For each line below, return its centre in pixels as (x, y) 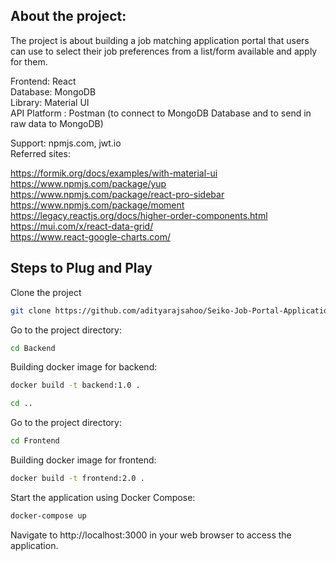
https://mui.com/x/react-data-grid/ (82, 226)
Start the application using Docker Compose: (103, 497)
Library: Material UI (50, 102)
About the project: (68, 16)
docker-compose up (48, 515)
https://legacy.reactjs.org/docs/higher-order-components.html (139, 215)
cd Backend (33, 348)
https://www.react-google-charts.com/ (90, 236)
